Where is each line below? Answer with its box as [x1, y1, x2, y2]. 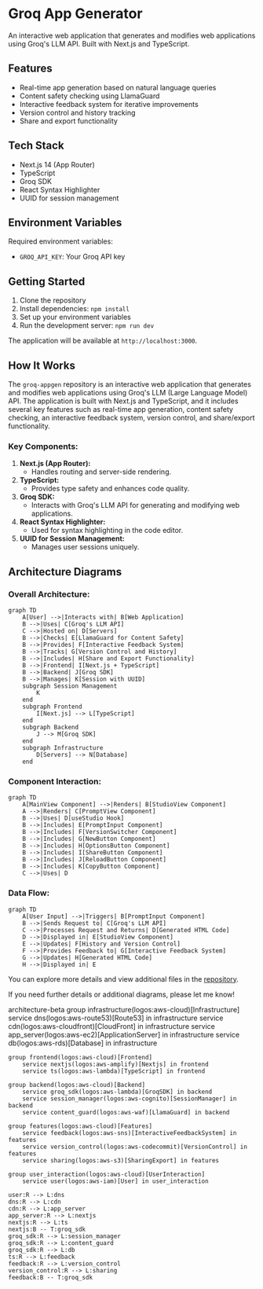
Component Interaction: [8, 776, 102, 787]
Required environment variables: [8, 237, 114, 246]
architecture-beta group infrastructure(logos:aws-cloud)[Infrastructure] [8, 1004, 240, 1014]
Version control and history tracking [19, 108, 136, 117]
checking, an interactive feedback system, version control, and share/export [8, 413, 255, 422]
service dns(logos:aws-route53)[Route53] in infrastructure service [8, 1013, 224, 1023]
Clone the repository [19, 296, 86, 305]
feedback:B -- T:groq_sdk [8, 1273, 93, 1281]
